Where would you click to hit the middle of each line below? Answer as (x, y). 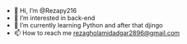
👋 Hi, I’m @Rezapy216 (45, 11)
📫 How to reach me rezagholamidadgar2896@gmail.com (97, 33)
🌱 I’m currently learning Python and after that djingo (88, 25)
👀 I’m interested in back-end (54, 18)
